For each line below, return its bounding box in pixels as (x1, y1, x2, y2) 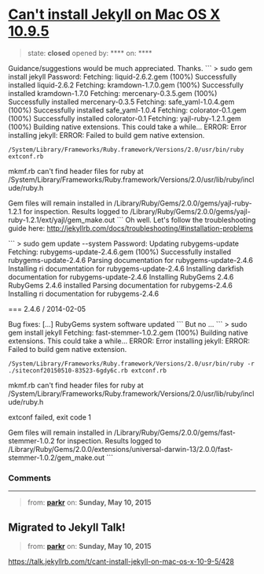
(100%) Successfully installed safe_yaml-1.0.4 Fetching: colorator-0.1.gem (8, 105, 247, 115)
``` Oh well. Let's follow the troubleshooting (116, 215, 256, 224)
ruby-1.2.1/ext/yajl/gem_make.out (8, 215, 115, 224)
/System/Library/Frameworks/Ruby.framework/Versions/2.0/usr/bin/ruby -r (8, 360, 255, 368)
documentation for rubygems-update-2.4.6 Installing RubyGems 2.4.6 (8, 272, 234, 281)
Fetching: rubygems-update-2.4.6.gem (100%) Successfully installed (8, 246, 232, 257)
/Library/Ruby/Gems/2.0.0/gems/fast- (113, 428, 236, 437)
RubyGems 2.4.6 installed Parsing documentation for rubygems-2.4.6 (8, 280, 233, 290)
